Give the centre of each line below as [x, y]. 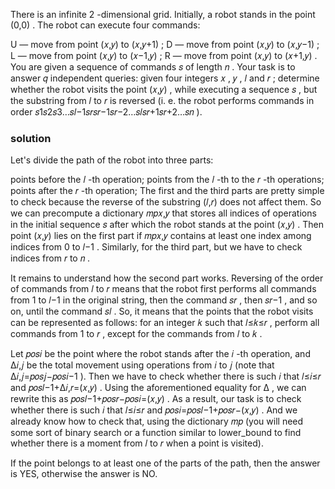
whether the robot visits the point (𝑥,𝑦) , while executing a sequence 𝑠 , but [164, 89]
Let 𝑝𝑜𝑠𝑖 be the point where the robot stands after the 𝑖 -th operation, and [160, 354]
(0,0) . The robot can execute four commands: [105, 25]
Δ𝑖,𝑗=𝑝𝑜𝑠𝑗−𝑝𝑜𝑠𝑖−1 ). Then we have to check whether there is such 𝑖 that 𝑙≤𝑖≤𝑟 [166, 376]
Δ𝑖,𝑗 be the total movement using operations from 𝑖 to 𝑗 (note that [142, 365]
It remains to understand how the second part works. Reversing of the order [167, 278]
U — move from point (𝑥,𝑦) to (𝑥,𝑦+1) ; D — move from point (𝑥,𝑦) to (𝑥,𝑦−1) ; [165, 44]
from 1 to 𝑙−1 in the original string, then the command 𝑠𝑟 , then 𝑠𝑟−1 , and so [164, 300]
